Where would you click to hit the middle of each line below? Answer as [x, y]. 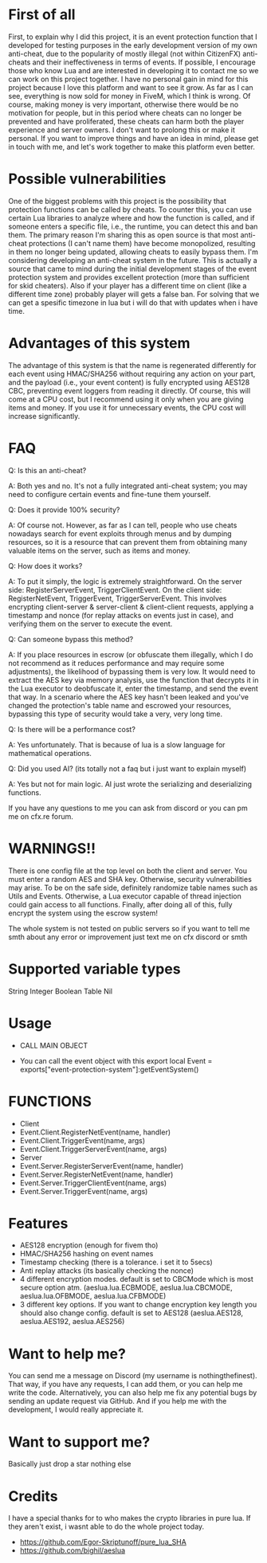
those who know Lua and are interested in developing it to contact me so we [133, 70]
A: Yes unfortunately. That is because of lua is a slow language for [117, 744]
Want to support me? [79, 1442]
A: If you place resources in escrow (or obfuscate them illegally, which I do [131, 654]
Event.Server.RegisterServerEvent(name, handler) [102, 1165]
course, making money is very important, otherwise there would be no [124, 104]
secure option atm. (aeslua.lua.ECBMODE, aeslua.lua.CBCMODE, [126, 1287]
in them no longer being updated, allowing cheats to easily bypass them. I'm [133, 252]
